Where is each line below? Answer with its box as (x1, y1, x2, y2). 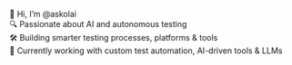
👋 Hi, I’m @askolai (9, 9, 77, 19)
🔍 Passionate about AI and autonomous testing (9, 19, 187, 29)
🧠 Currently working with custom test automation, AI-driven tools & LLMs (9, 45, 283, 56)
